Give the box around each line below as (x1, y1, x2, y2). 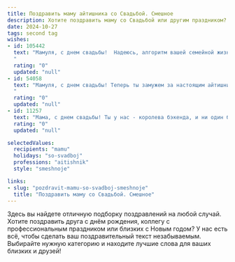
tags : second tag (7, 29, 58, 37)
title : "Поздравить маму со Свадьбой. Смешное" (13, 191, 155, 198)
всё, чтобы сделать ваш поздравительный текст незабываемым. (7, 232, 201, 240)
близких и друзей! (7, 247, 62, 255)
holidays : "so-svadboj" (13, 153, 83, 160)
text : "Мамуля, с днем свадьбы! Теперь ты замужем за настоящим (13, 82, 205, 88)
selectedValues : (7, 139, 55, 146)
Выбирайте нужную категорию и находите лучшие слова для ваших (7, 240, 211, 248)
